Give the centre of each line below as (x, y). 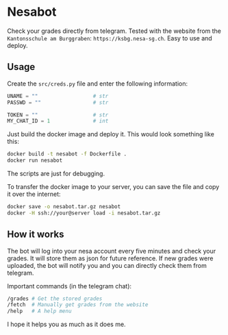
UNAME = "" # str (58, 96)
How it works (36, 235)
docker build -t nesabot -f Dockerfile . (67, 154)
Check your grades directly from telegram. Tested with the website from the (114, 31)
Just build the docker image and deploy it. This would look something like (111, 134)
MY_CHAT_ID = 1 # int (58, 121)
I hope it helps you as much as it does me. (66, 324)
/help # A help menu (39, 311)
